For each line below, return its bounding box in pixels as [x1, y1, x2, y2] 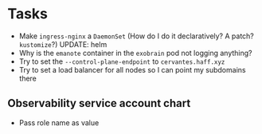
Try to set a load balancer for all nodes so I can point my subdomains [18, 65, 246, 74]
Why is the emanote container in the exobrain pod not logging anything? [18, 48, 252, 57]
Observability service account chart [7, 97, 191, 110]
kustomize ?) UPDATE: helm [18, 39, 108, 49]
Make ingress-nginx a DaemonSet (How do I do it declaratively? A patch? [18, 31, 254, 41]
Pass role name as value [18, 117, 100, 128]
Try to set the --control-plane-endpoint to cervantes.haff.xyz [18, 57, 225, 66]
